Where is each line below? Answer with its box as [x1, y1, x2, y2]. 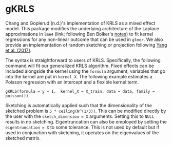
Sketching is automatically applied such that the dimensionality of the [5, 102, 152, 108]
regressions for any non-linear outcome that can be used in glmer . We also [5, 36, 163, 43]
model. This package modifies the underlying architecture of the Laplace [5, 25, 159, 31]
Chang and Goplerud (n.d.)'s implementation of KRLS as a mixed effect [5, 20, 156, 26]
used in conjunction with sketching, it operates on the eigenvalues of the [5, 129, 159, 136]
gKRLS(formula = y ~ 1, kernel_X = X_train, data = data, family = [5, 89, 155, 94]
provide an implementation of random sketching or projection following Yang [5, 42, 167, 48]
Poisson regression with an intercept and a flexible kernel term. [5, 79, 139, 85]
